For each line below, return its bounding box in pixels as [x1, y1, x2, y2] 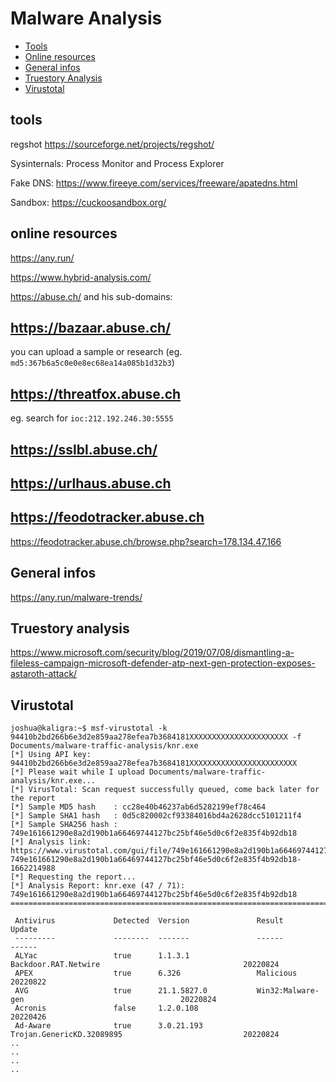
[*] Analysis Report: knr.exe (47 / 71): [10, 881, 186, 891]
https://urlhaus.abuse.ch [10, 475, 172, 492]
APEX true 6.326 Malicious [14, 968, 298, 979]
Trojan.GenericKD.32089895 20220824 [10, 1030, 280, 1040]
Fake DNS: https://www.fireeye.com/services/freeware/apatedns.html [10, 177, 298, 189]
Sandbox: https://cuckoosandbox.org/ [10, 196, 167, 208]
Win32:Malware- [256, 986, 320, 996]
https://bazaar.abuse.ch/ [10, 319, 172, 336]
